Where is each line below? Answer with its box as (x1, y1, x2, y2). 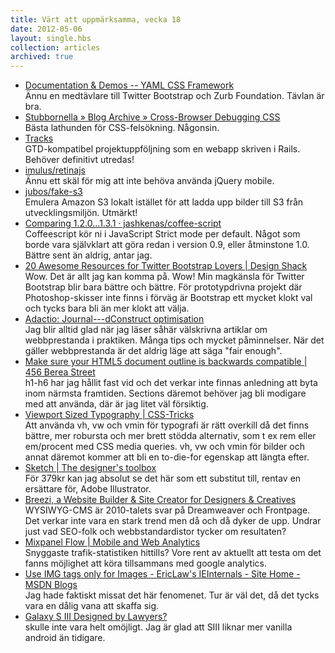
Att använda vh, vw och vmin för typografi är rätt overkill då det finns (24, 419, 310, 431)
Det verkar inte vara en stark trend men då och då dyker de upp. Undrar (24, 515, 322, 527)
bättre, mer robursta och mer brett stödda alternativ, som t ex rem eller (24, 430, 317, 442)
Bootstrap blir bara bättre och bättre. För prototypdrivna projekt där (24, 281, 303, 293)
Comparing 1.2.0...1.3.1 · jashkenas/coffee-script (24, 217, 222, 230)
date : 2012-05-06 (10, 24, 83, 34)
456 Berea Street (24, 366, 96, 378)
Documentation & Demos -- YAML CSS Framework (24, 79, 235, 91)
